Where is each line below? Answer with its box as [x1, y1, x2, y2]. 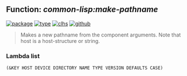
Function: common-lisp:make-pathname [6, 5, 158, 15]
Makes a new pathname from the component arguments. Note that [20, 31, 181, 38]
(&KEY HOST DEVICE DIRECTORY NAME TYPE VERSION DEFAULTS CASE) [6, 65, 164, 71]
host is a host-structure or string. [20, 37, 101, 44]
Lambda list [6, 52, 40, 60]
